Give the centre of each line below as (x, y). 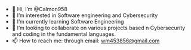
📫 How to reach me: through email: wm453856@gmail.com (86, 41)
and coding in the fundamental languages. (64, 34)
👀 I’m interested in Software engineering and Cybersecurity (85, 15)
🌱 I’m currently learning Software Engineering (68, 21)
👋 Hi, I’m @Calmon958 (39, 9)
